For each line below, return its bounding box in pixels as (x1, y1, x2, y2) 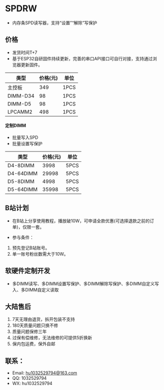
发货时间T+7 (12, 50, 38, 55)
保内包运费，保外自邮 (12, 341, 55, 347)
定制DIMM (5, 123, 26, 129)
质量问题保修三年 (12, 329, 47, 335)
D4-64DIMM (7, 170, 38, 177)
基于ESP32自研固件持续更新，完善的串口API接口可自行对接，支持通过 (12, 55, 153, 61)
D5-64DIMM (7, 186, 38, 193)
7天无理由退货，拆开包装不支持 (12, 316, 75, 322)
